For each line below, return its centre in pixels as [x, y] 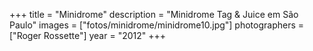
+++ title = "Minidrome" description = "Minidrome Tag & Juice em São [154, 14]
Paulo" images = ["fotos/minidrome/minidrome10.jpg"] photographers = [157, 25]
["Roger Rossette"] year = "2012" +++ [88, 35]
